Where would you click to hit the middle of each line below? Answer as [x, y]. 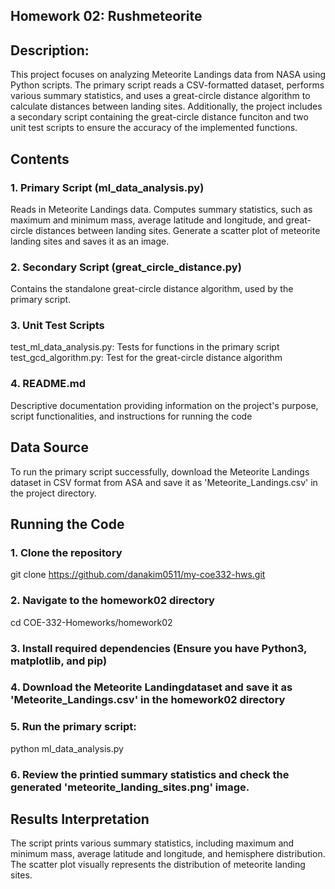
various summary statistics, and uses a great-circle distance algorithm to [160, 96]
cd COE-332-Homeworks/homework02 [91, 622]
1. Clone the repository [66, 552]
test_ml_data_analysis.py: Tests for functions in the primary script [145, 347]
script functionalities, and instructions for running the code [131, 416]
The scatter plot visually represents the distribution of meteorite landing [158, 865]
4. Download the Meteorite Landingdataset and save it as [151, 687]
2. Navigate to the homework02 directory [112, 601]
